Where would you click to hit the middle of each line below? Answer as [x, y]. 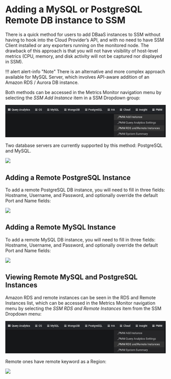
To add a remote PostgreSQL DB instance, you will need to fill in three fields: [85, 190]
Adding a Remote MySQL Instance [61, 227]
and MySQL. [18, 151]
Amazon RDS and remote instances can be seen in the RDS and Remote [81, 297]
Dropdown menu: [23, 314]
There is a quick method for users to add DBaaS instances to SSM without [83, 34]
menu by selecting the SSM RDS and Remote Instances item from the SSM [83, 308]
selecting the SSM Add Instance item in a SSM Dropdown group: [73, 98]
